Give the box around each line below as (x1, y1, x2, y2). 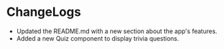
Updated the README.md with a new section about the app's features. (16, 27, 218, 35)
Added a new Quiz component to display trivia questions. (16, 34, 179, 42)
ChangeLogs (6, 4, 81, 20)
